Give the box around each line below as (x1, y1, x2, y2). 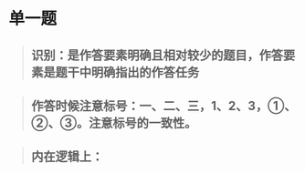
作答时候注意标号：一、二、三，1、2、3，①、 (30, 97, 297, 114)
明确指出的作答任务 (90, 65, 200, 80)
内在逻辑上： (30, 149, 104, 165)
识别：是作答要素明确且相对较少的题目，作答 (30, 47, 284, 63)
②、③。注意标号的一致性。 (30, 115, 197, 130)
